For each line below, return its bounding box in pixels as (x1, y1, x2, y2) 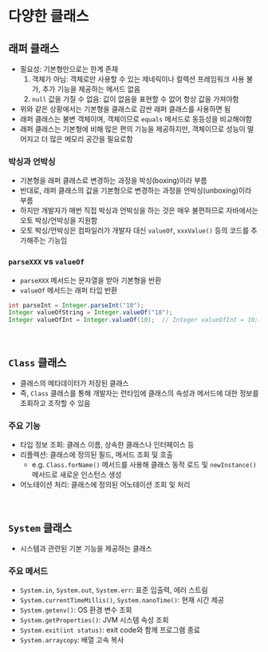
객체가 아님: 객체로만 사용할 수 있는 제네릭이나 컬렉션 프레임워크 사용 (31, 74, 245, 84)
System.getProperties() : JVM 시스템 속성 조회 (19, 615, 169, 625)
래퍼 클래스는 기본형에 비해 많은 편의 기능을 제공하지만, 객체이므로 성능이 (19, 125, 246, 133)
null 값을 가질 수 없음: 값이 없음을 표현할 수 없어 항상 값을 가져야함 (31, 94, 239, 104)
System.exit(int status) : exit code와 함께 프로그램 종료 (19, 625, 201, 635)
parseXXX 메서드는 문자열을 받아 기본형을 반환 (19, 275, 162, 284)
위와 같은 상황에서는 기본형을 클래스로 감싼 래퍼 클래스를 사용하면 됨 (19, 105, 231, 113)
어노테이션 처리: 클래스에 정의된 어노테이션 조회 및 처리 (19, 480, 191, 490)
